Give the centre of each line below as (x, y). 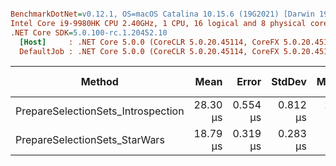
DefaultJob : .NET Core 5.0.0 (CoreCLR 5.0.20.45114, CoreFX (149, 51)
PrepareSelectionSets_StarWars (90, 140)
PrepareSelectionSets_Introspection (100, 111)
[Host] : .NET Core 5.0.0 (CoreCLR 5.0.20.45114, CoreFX (149, 42)
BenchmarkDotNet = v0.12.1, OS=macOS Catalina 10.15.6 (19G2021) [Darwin (162, 14)
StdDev (289, 82)
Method (99, 82)
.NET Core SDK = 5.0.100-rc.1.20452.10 (89, 32)
